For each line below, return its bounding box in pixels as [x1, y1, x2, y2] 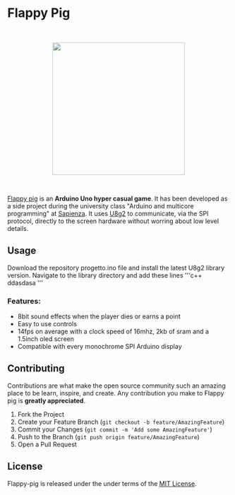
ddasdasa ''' [7, 278, 44, 287]
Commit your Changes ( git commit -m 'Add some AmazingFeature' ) [17, 425, 213, 434]
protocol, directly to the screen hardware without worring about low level [7, 217, 219, 225]
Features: [7, 296, 41, 306]
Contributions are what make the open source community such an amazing [7, 381, 226, 390]
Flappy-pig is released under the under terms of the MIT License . [7, 479, 197, 488]
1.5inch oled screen [17, 335, 74, 343]
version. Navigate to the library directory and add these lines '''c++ [7, 270, 203, 280]
